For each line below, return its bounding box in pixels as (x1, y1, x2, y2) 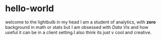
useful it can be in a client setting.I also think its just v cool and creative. (5, 29, 152, 35)
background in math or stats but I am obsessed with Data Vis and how (5, 24, 149, 30)
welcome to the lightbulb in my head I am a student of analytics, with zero (5, 19, 156, 25)
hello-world (5, 3, 54, 14)
